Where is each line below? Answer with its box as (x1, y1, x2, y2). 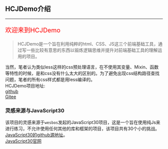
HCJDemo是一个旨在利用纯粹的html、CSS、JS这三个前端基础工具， (17, 40, 158, 46)
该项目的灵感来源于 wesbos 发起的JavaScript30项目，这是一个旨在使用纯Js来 (5, 119, 161, 125)
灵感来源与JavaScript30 (5, 107, 65, 114)
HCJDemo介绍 (5, 4, 51, 13)
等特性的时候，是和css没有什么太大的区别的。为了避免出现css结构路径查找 (5, 70, 160, 76)
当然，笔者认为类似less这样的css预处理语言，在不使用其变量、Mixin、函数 (5, 64, 159, 70)
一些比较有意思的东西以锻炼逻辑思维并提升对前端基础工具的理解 (26, 47, 158, 53)
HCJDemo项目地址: (5, 82, 45, 88)
